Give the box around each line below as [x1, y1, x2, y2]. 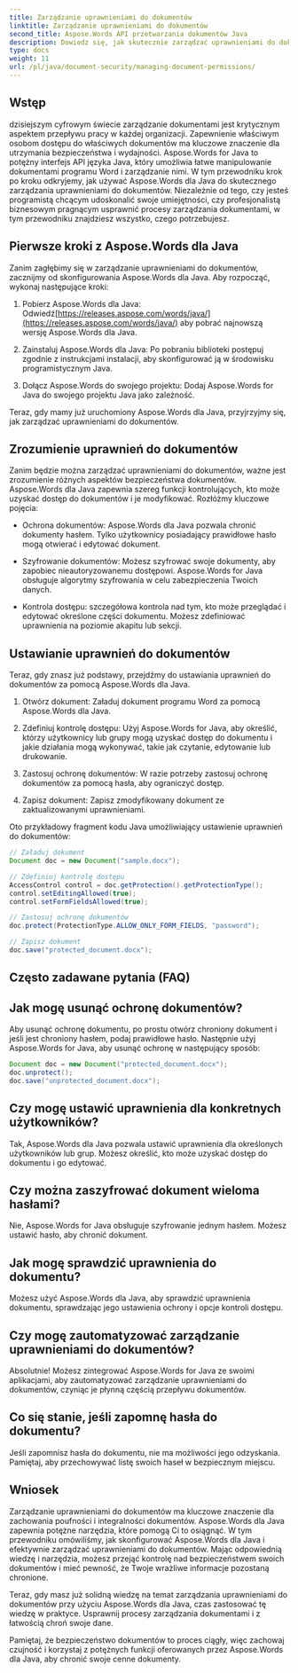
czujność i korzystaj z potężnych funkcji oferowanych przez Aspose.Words [9, 1644, 284, 1654]
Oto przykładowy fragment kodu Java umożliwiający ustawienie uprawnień [9, 821, 284, 832]
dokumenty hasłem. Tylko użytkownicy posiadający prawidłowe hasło [21, 530, 277, 540]
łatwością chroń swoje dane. [9, 1617, 114, 1628]
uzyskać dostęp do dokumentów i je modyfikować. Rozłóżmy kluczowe [9, 493, 270, 504]
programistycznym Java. [21, 363, 114, 373]
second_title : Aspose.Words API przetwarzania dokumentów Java [9, 29, 248, 38]
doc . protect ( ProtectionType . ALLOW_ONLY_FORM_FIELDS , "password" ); [9, 922, 260, 931]
